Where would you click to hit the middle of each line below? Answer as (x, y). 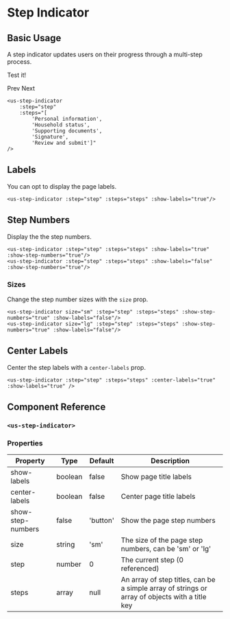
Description (170, 461)
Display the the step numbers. (49, 236)
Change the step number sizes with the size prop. (78, 299)
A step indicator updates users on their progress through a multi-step (105, 54)
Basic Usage (34, 38)
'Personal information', (67, 119)
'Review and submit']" (64, 143)
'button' (101, 521)
